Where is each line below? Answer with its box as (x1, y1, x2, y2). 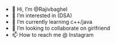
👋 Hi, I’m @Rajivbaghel (11, 6, 68, 12)
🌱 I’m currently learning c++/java (11, 18, 93, 25)
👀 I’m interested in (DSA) (11, 12, 73, 19)
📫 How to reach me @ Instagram (11, 32, 94, 38)
